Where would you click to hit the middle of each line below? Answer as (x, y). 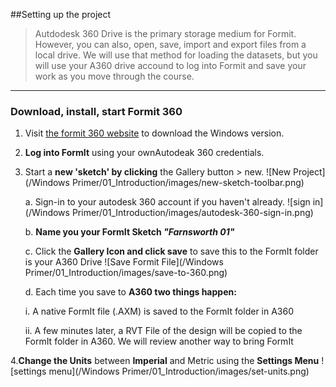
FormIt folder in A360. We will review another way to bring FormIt (159, 341)
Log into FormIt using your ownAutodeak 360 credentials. (144, 153)
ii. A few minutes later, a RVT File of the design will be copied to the (163, 331)
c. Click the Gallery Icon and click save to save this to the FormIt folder (171, 251)
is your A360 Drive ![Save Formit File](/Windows (124, 262)
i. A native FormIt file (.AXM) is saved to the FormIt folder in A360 (159, 311)
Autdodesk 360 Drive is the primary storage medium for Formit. (165, 33)
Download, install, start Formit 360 (96, 111)
